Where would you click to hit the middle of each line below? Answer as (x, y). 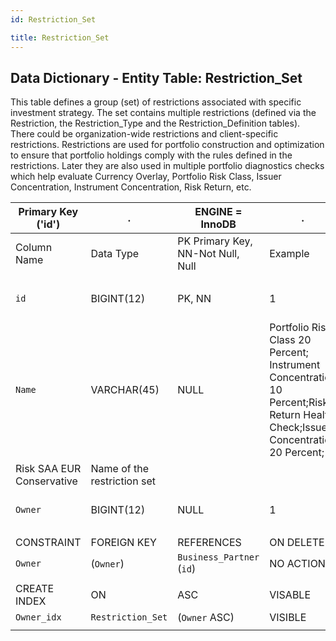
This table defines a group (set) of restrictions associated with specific (156, 102)
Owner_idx (38, 617)
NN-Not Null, (208, 254)
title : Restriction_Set (60, 37)
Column (34, 248)
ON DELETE (297, 543)
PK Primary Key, (215, 241)
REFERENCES (209, 543)
